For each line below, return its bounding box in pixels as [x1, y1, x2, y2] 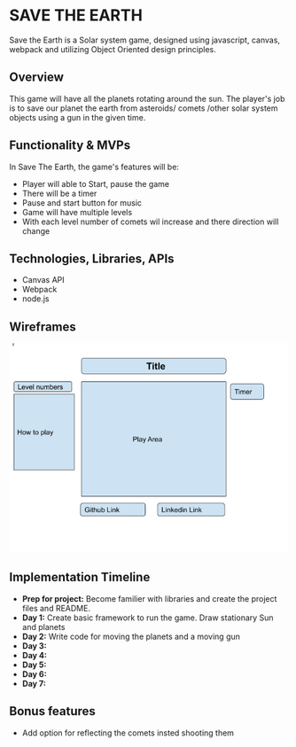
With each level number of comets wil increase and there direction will [21, 216, 279, 227]
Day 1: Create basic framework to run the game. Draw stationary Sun [21, 612, 274, 623]
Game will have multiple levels [21, 206, 133, 217]
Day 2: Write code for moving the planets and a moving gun [21, 631, 241, 642]
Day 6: [21, 668, 47, 679]
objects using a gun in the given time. [9, 112, 146, 122]
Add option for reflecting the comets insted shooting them [21, 728, 235, 738]
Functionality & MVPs [9, 138, 131, 153]
